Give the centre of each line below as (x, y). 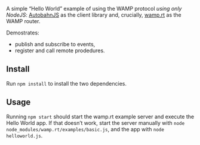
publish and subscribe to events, (55, 44)
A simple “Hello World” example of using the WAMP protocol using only (94, 9)
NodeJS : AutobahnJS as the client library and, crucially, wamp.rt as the (94, 15)
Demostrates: (23, 33)
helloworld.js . (24, 135)
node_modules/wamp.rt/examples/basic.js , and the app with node (85, 129)
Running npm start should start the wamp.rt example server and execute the (100, 116)
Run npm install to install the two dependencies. (67, 83)
